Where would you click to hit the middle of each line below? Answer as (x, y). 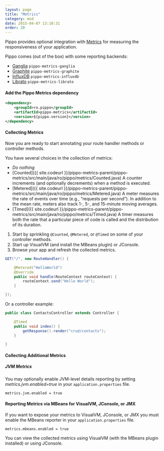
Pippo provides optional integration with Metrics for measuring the (72, 42)
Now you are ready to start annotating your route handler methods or (75, 143)
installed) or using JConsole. (34, 443)
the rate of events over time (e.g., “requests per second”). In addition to (84, 198)
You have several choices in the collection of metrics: (59, 158)
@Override (24, 272)
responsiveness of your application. (41, 47)
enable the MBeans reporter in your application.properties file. (70, 420)
